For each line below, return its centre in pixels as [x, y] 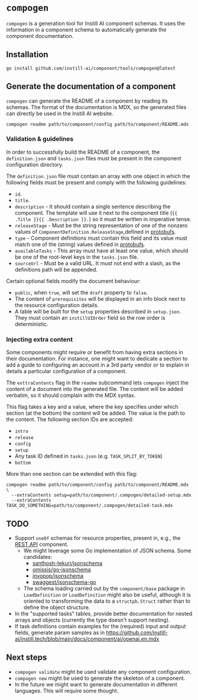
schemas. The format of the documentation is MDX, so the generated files [96, 107]
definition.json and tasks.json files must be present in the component [94, 158]
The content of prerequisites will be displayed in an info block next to [100, 298]
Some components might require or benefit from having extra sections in [95, 352]
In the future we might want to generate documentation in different [96, 684]
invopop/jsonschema [58, 575]
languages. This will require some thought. [66, 691]
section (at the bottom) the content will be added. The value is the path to [95, 413]
